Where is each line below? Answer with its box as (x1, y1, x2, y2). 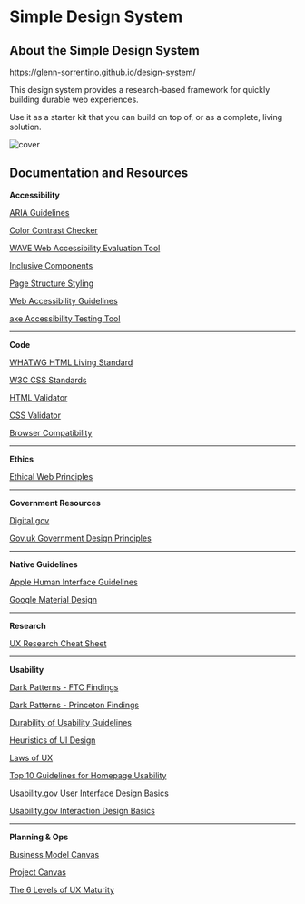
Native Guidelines (9, 558, 79, 570)
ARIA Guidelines (9, 207, 70, 218)
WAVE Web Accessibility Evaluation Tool (9, 242, 161, 253)
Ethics (9, 453, 34, 464)
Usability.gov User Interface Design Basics (9, 787, 170, 798)
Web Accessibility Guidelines (9, 295, 118, 306)
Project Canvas (9, 867, 66, 878)
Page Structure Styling (9, 278, 94, 289)
